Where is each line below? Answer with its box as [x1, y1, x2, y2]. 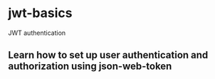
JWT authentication [8, 28, 66, 37]
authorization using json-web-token [8, 60, 172, 73]
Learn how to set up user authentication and [8, 49, 209, 61]
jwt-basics [8, 5, 73, 21]
